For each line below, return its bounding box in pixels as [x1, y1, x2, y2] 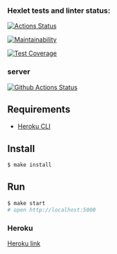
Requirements [7, 103, 70, 115]
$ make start [7, 200, 46, 207]
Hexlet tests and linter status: [7, 6, 111, 16]
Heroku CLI [17, 122, 51, 131]
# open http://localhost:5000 [7, 206, 97, 214]
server [7, 67, 30, 76]
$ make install [7, 161, 52, 168]
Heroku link [7, 239, 41, 248]
